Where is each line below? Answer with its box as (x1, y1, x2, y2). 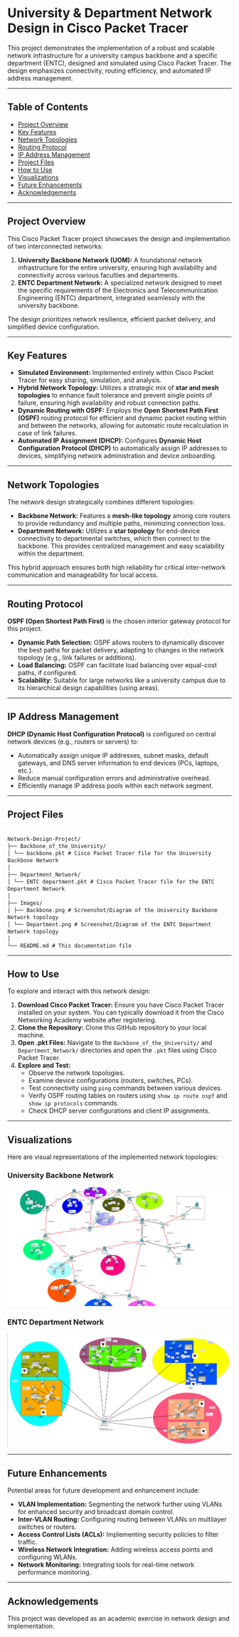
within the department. (17, 549, 85, 558)
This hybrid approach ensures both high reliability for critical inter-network (7, 563, 226, 572)
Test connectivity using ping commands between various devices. (28, 1084, 223, 1093)
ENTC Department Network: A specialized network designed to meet (17, 278, 223, 287)
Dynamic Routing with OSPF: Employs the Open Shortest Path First (17, 406, 219, 415)
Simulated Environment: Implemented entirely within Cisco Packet (17, 369, 214, 377)
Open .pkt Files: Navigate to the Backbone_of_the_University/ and (17, 1039, 213, 1047)
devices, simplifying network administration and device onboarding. (17, 452, 217, 460)
